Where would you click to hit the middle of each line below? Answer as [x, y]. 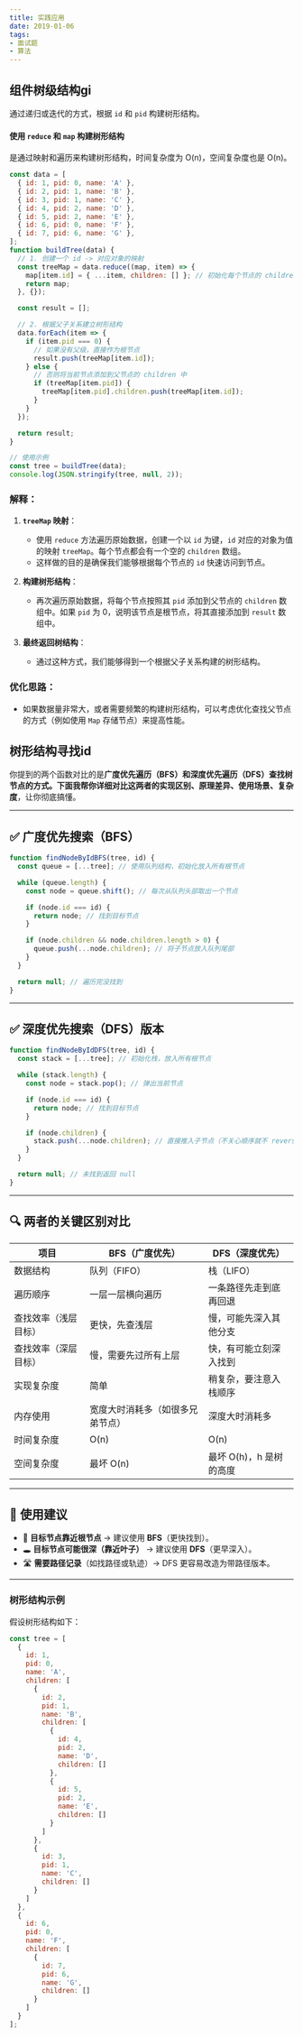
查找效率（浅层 [46, 1318]
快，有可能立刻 [240, 1348]
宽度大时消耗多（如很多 [139, 1409]
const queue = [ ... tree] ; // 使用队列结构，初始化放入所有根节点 [131, 867]
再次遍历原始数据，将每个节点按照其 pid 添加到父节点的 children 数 [161, 601]
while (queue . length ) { [62, 882]
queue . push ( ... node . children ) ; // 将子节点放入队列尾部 [133, 949]
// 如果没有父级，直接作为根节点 [86, 350]
